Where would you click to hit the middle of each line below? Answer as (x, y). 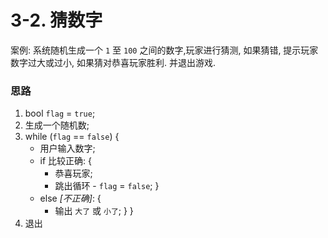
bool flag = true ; (60, 113)
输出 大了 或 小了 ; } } (94, 211)
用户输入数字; (67, 148)
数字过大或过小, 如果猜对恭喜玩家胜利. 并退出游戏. (113, 62)
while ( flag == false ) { (72, 137)
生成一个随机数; (57, 125)
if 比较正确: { (66, 161)
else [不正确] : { (70, 198)
